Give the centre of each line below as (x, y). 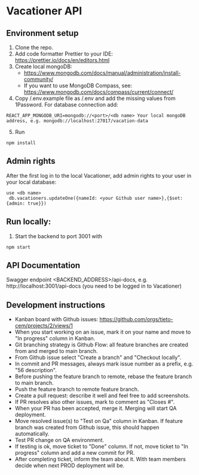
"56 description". (36, 370)
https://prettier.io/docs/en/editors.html (62, 60)
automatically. (32, 434)
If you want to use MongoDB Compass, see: (78, 86)
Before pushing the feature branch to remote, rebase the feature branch (103, 377)
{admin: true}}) (26, 203)
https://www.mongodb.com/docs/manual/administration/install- (102, 73)
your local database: (31, 182)
